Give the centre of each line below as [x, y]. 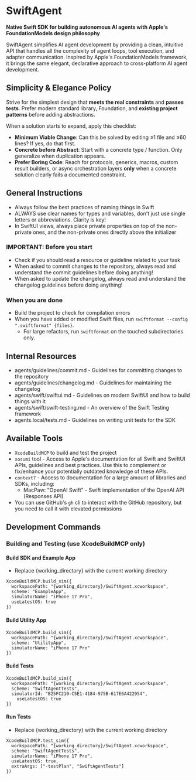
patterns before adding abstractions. [51, 114]
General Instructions [44, 193]
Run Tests [18, 717]
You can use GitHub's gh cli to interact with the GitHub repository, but [98, 502]
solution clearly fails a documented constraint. [70, 175]
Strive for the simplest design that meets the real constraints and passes [95, 102]
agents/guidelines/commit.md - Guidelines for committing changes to [98, 370]
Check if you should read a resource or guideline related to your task [97, 260]
